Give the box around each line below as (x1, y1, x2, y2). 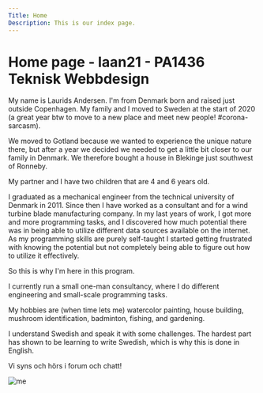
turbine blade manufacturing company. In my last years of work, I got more (8, 209, 252, 218)
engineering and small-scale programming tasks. (8, 290, 168, 300)
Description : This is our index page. (8, 19, 136, 27)
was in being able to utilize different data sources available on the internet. (8, 226, 250, 236)
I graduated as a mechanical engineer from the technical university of (8, 192, 235, 202)
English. (8, 346, 34, 356)
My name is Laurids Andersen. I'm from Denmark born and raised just (8, 96, 235, 105)
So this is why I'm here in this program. (8, 266, 135, 276)
